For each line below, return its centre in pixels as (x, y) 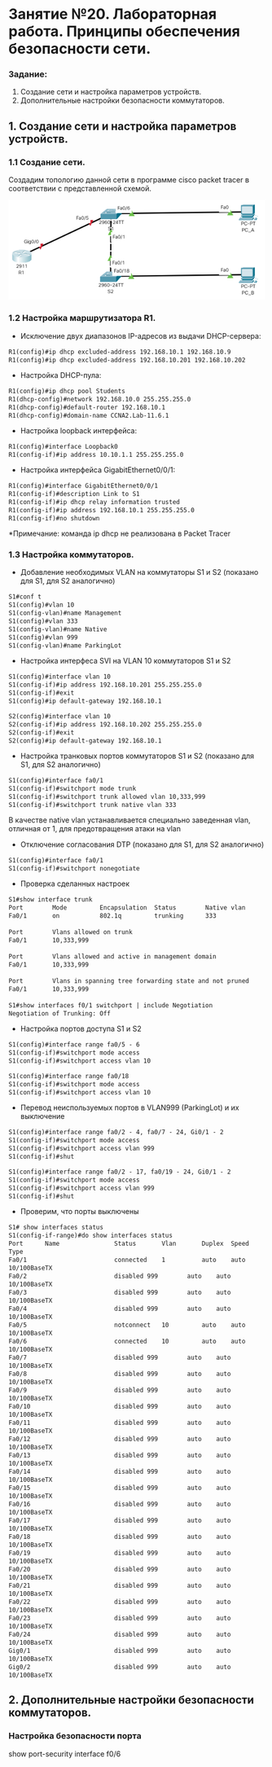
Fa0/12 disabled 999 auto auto (120, 1439)
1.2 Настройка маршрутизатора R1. (82, 318)
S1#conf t (25, 596)
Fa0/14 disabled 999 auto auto (120, 1471)
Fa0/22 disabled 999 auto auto (120, 1602)
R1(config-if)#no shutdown (54, 518)
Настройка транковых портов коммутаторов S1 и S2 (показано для (137, 756)
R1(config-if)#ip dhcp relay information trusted (94, 502)
